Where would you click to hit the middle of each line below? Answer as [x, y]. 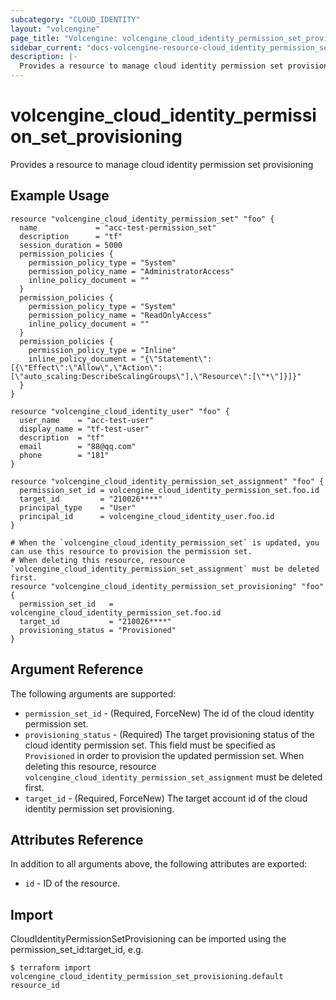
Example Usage [60, 196]
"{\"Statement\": [176, 359]
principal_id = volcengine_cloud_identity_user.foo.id [147, 516]
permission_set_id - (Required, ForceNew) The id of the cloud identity [169, 713]
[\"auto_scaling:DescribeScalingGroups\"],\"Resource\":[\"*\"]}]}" [156, 376]
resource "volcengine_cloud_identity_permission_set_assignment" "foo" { [167, 481]
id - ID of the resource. [72, 883]
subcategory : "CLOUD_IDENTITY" [75, 19]
